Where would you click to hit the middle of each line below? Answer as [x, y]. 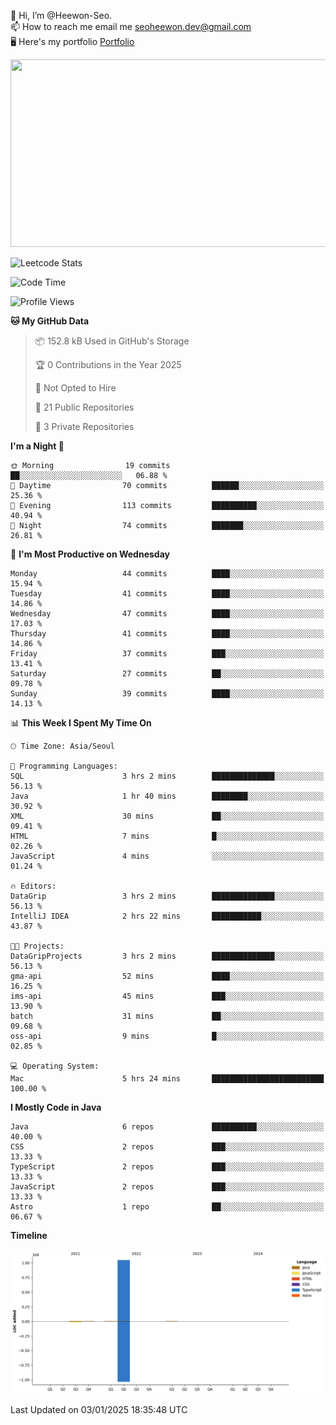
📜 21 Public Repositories [84, 407]
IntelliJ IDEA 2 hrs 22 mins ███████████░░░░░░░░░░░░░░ [167, 916]
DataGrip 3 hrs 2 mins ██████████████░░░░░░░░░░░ [167, 896]
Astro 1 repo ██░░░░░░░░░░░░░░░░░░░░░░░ [167, 1207]
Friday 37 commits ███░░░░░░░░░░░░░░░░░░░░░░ [167, 654]
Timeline [29, 1235]
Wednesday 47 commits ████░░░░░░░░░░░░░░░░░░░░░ [167, 614]
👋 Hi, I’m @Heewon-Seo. [61, 15]
